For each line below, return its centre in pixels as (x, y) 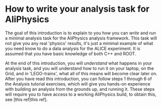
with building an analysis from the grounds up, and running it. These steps (80, 89)
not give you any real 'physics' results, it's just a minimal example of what (79, 43)
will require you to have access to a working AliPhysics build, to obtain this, (81, 94)
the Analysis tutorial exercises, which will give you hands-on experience (78, 84)
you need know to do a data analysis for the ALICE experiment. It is (73, 48)
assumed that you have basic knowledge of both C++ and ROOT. (70, 53)
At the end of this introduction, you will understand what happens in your (79, 63)
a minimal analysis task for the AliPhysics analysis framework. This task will (81, 38)
